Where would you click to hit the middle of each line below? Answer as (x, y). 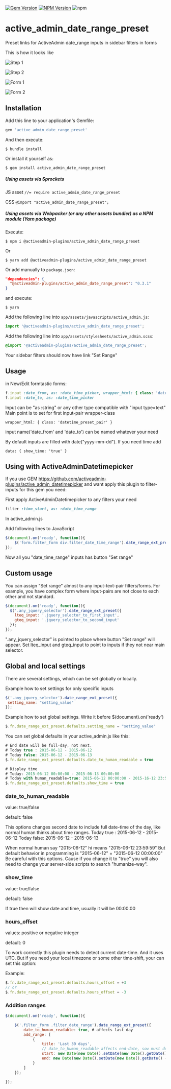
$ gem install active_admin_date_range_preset (55, 168)
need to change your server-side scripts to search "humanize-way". (77, 864)
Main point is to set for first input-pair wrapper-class (60, 413)
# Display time (21, 769)
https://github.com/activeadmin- (73, 479)
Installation (23, 108)
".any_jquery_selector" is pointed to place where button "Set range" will (80, 639)
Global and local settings (45, 666)
